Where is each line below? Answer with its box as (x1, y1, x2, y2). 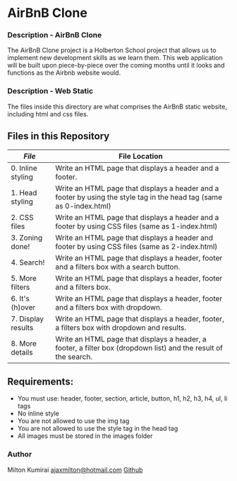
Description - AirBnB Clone (7, 30, 102, 40)
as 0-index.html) (55, 201, 111, 211)
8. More (11, 339, 37, 348)
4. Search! (11, 257, 45, 267)
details (11, 347, 33, 357)
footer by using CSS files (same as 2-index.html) (55, 241, 218, 251)
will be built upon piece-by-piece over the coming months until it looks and (7, 61, 225, 70)
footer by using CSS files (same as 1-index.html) (55, 221, 218, 231)
